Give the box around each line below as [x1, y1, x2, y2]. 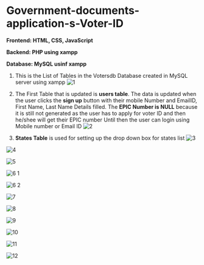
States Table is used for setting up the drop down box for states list [15, 134, 185, 142]
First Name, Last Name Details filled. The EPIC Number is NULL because [15, 103, 198, 110]
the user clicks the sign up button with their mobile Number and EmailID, [15, 97, 197, 104]
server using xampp [15, 78, 66, 86]
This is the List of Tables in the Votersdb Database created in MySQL [15, 72, 188, 79]
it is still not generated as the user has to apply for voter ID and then [15, 109, 186, 117]
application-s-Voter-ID [6, 16, 124, 30]
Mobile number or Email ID [15, 122, 82, 129]
